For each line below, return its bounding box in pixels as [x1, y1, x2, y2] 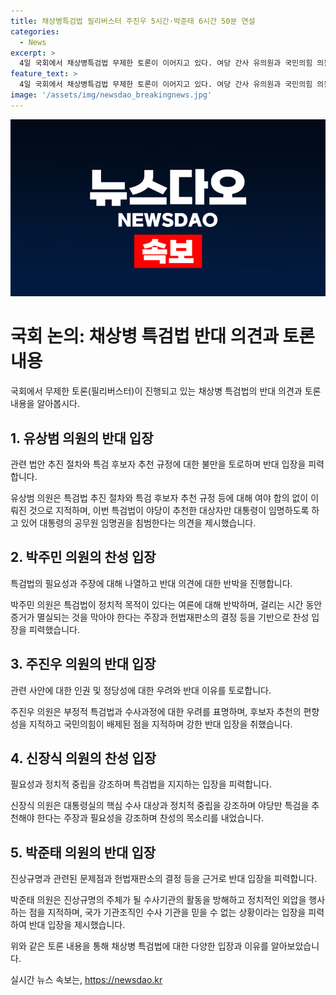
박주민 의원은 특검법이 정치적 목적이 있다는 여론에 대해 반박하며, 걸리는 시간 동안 [10, 598, 323, 610]
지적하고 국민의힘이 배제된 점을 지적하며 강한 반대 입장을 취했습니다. [28, 718, 293, 730]
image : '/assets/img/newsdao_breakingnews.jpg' [10, 90, 213, 100]
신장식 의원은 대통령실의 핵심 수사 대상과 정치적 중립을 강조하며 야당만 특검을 [10, 800, 310, 812]
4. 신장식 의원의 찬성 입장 [10, 750, 157, 767]
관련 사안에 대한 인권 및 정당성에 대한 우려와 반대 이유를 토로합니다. [10, 684, 272, 696]
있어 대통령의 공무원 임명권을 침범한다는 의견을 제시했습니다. [20, 517, 257, 529]
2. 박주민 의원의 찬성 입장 [10, 549, 157, 566]
